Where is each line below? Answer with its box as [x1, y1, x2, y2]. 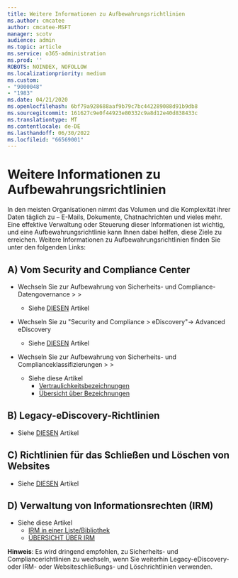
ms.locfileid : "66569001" [7, 136, 84, 143]
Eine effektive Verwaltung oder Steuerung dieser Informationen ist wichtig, [7, 220, 225, 229]
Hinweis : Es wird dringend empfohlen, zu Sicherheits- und [7, 547, 178, 556]
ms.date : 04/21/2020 [7, 97, 69, 104]
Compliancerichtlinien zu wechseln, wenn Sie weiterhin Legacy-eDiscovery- [7, 555, 229, 564]
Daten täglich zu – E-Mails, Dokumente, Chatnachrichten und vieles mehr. [7, 213, 222, 221]
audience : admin [7, 37, 55, 44]
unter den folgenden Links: [7, 243, 86, 252]
